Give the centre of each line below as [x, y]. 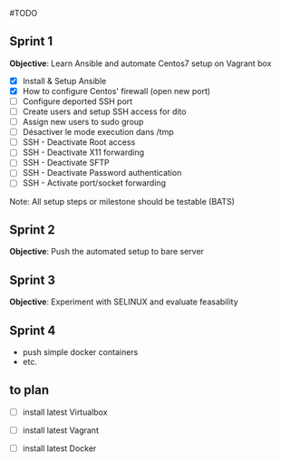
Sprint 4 [33, 330]
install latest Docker [59, 448]
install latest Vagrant [61, 430]
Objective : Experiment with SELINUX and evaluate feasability [124, 302]
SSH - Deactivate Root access [79, 142]
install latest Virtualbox [65, 412]
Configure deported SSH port [78, 101]
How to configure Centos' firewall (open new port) [116, 91]
